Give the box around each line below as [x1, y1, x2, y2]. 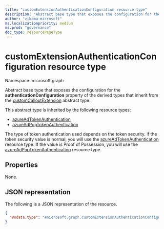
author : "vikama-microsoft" [5, 16, 62, 21]
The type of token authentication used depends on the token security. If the [5, 131, 157, 137]
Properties [5, 161, 38, 169]
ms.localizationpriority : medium [5, 21, 73, 26]
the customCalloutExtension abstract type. [5, 97, 91, 103]
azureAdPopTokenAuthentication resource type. [5, 146, 102, 152]
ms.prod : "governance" [5, 25, 51, 30]
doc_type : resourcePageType [5, 30, 62, 35]
